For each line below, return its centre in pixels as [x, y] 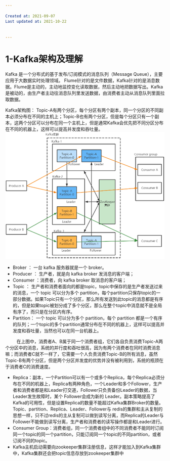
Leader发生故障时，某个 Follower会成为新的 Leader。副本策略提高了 [84, 396]
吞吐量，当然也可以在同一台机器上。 [64, 331]
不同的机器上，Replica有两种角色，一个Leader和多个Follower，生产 [92, 384]
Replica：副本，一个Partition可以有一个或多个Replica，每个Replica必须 [86, 377]
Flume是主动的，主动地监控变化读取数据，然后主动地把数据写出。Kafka [89, 87]
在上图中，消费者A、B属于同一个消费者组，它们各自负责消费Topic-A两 [90, 341]
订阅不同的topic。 [31, 440]
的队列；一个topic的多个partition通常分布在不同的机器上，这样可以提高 [86, 324]
